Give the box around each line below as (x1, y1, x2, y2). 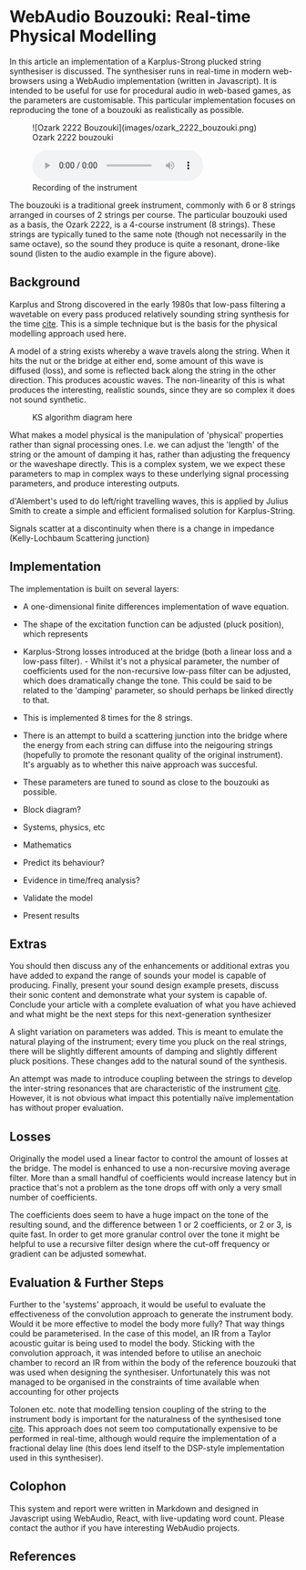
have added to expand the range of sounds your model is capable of (9, 970, 267, 982)
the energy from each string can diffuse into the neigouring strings (22, 739, 273, 750)
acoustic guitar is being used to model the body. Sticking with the (9, 1338, 255, 1348)
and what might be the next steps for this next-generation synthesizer (9, 1009, 271, 1020)
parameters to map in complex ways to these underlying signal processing (9, 468, 290, 479)
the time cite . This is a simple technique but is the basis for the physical (9, 317, 278, 329)
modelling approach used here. (9, 328, 127, 338)
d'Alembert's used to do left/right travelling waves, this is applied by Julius (9, 495, 289, 506)
